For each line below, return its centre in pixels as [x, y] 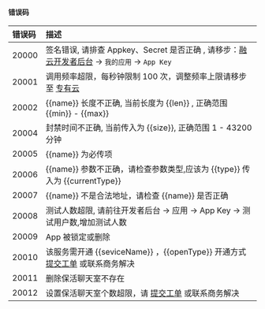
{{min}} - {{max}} [77, 114]
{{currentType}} [92, 181]
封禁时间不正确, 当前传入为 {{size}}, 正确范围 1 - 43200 [149, 128]
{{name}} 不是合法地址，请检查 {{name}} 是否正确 [137, 195]
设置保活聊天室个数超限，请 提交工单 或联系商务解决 [142, 293]
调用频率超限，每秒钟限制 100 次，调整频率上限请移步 [146, 76]
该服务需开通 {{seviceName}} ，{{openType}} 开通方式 [146, 252]
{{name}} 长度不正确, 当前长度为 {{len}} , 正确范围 [136, 103]
